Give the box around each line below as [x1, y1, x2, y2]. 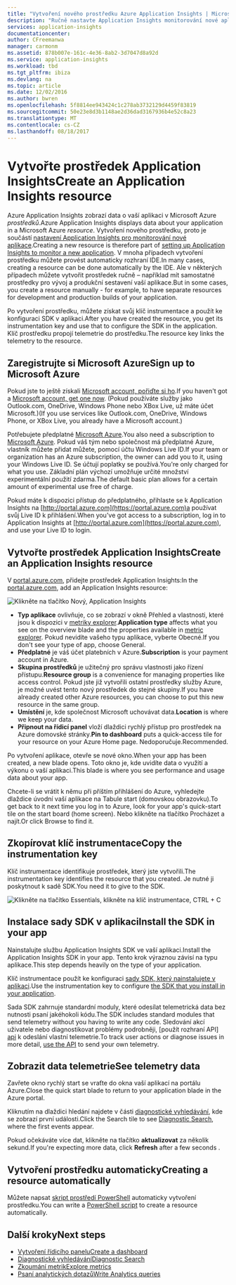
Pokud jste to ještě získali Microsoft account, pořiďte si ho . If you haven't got [7, 387, 228, 396]
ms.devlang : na [7, 75, 52, 83]
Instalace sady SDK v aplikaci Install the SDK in [7, 916, 216, 928]
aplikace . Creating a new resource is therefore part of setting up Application [7, 241, 225, 249]
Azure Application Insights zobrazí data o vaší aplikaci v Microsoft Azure [7, 211, 216, 220]
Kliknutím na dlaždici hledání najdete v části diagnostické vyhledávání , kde [7, 1107, 223, 1116]
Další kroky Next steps [7, 1229, 106, 1241]
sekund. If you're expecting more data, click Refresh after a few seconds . [7, 1143, 221, 1152]
